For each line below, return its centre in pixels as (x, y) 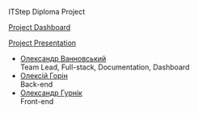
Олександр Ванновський (63, 59)
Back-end (36, 84)
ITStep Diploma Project (47, 12)
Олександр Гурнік (51, 93)
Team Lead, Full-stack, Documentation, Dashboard (105, 67)
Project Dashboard (40, 27)
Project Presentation (42, 43)
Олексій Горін (44, 75)
